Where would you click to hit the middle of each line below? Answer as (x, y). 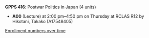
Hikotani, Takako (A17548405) (43, 21)
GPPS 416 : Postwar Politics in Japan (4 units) (51, 7)
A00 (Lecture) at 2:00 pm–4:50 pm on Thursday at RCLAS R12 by (78, 16)
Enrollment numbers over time (35, 31)
